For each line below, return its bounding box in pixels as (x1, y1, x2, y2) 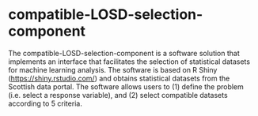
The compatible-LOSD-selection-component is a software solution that (8, 48, 240, 58)
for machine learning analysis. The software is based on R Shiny (8, 65, 218, 74)
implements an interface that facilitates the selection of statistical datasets (8, 57, 251, 66)
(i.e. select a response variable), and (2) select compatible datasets (8, 90, 228, 99)
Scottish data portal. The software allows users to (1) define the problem (8, 81, 244, 92)
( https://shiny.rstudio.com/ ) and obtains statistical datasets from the (8, 73, 230, 83)
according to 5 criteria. (8, 99, 83, 108)
